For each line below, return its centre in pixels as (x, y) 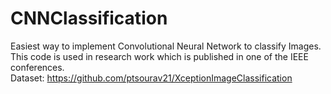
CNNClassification (89, 18)
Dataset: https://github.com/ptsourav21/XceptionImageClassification (151, 78)
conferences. (37, 67)
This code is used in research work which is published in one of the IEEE (159, 56)
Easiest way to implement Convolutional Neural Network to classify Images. (166, 46)
